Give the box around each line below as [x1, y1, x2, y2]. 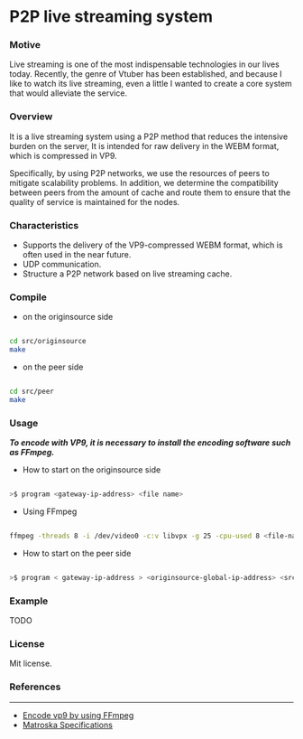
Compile [9, 291, 47, 304]
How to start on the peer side [22, 547, 132, 558]
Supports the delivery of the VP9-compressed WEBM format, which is [22, 239, 283, 250]
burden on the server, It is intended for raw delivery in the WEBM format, [9, 140, 280, 151]
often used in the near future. [22, 249, 132, 260]
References [9, 680, 61, 693]
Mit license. [9, 658, 52, 669]
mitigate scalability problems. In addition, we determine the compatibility [9, 177, 280, 188]
